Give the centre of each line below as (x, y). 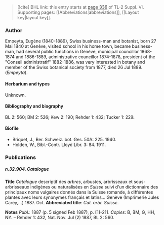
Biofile (12, 128)
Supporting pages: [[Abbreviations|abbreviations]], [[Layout (78, 12)
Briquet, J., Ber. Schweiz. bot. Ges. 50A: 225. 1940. (64, 139)
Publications (20, 157)
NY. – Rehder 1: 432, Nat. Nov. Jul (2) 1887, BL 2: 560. (60, 217)
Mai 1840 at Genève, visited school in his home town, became (68, 46)
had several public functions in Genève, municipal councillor (78, 52)
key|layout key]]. (34, 18)
